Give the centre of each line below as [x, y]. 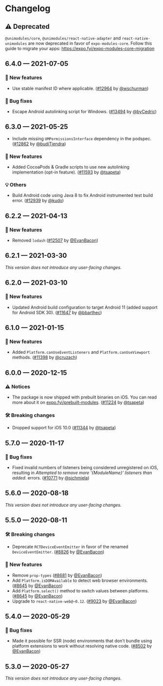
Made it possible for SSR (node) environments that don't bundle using [82, 641]
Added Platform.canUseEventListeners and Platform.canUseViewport [81, 352]
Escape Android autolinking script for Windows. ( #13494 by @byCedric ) [84, 111]
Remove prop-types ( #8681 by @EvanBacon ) [57, 575]
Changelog [28, 9]
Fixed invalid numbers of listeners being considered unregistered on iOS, [85, 467]
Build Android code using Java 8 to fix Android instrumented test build [82, 195]
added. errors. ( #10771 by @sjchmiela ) [51, 477]
